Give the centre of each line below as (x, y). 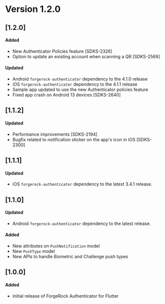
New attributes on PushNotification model (56, 246)
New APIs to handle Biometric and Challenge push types (70, 256)
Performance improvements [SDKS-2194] (55, 134)
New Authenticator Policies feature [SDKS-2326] (62, 51)
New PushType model (34, 251)
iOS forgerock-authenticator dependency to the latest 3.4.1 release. (82, 184)
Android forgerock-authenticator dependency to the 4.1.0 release (80, 79)
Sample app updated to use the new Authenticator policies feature (80, 89)
